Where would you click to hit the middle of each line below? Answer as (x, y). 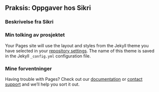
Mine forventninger (28, 69)
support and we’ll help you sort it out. (42, 84)
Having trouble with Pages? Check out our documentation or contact (74, 79)
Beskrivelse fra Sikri (29, 22)
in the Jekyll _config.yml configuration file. (48, 56)
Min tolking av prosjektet (35, 35)
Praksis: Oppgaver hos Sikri (48, 8)
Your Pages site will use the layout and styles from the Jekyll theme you (77, 45)
